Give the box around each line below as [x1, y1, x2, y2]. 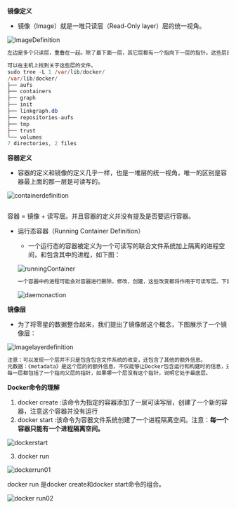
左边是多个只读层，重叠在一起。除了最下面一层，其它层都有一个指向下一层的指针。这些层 [7, 49, 227, 56]
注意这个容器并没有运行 [29, 407, 98, 415]
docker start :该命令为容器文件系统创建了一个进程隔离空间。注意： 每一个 [17, 415, 229, 423]
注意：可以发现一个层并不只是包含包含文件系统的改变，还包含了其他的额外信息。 [7, 357, 206, 364]
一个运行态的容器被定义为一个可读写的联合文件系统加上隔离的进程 [27, 242, 219, 250]
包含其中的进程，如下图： [46, 250, 121, 259]
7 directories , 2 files [7, 140, 77, 147]
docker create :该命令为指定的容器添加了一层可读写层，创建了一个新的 [17, 398, 222, 406]
